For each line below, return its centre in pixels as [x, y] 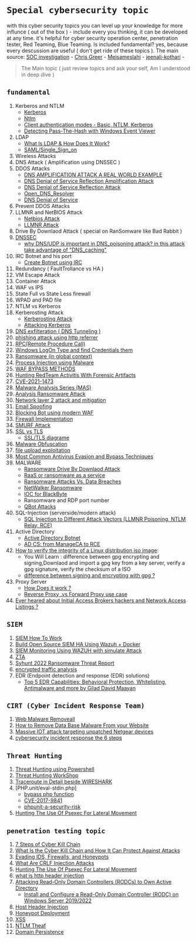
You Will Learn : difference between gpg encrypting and [92, 556]
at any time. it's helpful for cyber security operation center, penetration [92, 38]
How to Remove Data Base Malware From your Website [82, 725]
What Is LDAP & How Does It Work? [67, 143]
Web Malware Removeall [45, 719]
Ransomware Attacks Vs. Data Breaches [72, 481]
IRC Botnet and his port [43, 256]
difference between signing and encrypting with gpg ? [89, 575]
